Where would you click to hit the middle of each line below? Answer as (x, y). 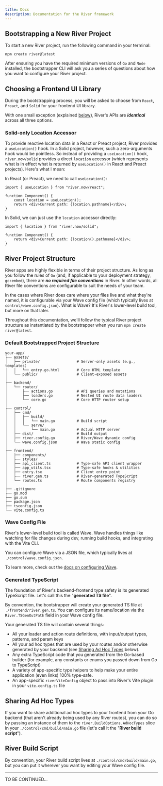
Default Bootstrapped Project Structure (52, 343)
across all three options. (29, 120)
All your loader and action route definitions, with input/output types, (80, 634)
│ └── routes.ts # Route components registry (70, 480)
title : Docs (17, 9)
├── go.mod (16, 493)
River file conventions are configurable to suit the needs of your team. (75, 286)
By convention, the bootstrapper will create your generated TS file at (73, 605)
